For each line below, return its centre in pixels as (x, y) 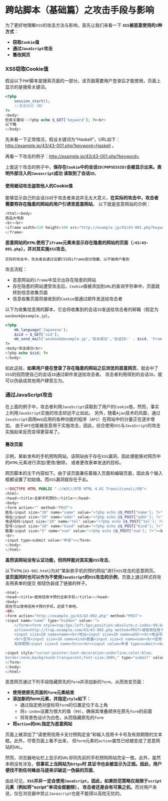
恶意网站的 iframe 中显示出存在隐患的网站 (54, 280)
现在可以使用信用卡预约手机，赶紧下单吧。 (42, 607)
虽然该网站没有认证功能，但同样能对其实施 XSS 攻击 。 (59, 560)
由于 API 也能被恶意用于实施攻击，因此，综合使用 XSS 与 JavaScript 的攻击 (88, 426)
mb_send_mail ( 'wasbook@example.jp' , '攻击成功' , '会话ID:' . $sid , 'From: (89, 339)
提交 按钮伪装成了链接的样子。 (58, 583)
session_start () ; (32, 101)
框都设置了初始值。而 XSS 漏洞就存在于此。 (48, 479)
